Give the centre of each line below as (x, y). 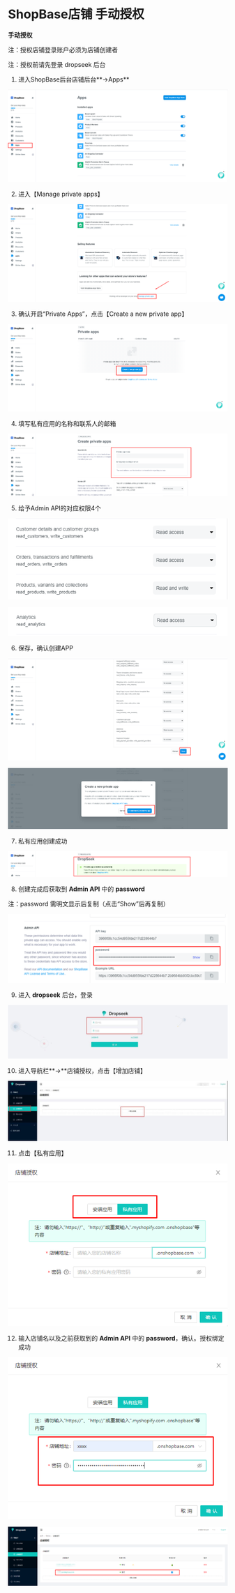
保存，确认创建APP (46, 648)
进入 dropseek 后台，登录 (55, 995)
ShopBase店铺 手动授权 (76, 14)
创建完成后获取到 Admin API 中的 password (81, 889)
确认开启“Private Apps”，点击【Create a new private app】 (103, 314)
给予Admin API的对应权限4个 (60, 508)
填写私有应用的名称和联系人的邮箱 (67, 424)
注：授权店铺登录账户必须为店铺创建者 (63, 49)
